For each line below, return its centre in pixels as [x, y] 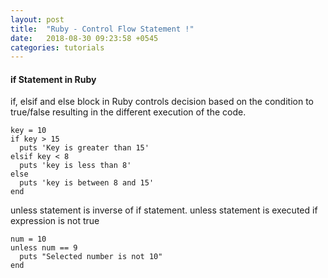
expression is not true [55, 221]
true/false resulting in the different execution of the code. [128, 112]
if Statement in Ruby [53, 79]
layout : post [37, 19]
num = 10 [28, 239]
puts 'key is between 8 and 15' [87, 183]
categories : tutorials [57, 47]
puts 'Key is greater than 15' [84, 148]
